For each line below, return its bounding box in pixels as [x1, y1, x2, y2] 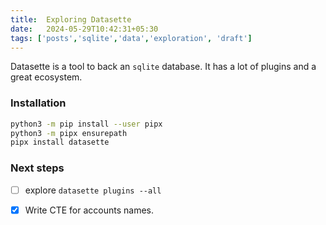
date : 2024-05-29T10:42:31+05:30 [10, 24, 159, 34]
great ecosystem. [10, 71, 83, 83]
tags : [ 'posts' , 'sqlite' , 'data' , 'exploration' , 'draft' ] [10, 33, 253, 43]
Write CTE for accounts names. [24, 204, 154, 216]
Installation [10, 96, 67, 110]
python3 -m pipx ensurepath [10, 128, 128, 138]
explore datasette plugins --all [24, 184, 162, 196]
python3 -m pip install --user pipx [10, 119, 163, 129]
